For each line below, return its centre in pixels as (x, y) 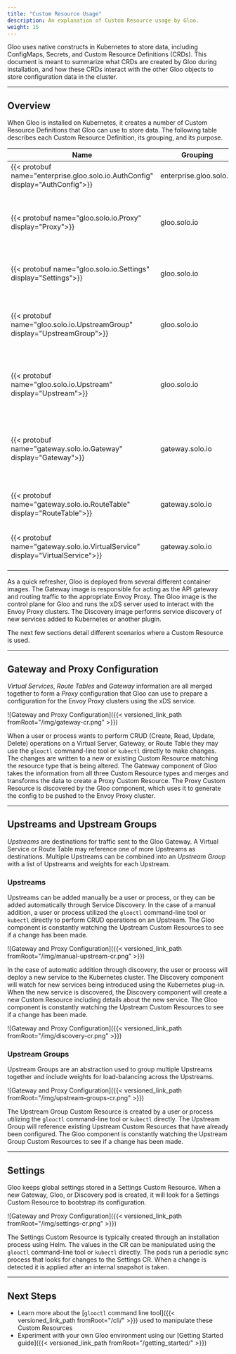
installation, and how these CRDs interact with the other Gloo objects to (111, 69)
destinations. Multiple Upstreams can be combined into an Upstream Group (117, 856)
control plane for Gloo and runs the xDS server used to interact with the (111, 604)
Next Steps (32, 1296)
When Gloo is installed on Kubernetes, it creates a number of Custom (107, 123)
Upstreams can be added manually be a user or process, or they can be (111, 898)
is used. (19, 640)
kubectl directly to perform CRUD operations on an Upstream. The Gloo (111, 920)
